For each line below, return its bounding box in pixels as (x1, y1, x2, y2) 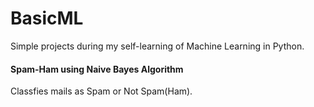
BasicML (10, 7, 84, 30)
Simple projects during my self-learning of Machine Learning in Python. (10, 40, 305, 52)
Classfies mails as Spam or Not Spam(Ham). (10, 85, 193, 97)
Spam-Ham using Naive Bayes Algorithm (10, 63, 184, 75)
